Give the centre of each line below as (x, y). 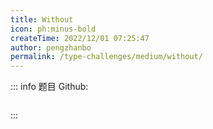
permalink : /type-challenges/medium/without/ (106, 57)
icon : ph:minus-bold (53, 29)
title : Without (42, 19)
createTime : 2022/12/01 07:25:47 (80, 38)
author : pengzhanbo (51, 47)
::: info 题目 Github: (49, 87)
